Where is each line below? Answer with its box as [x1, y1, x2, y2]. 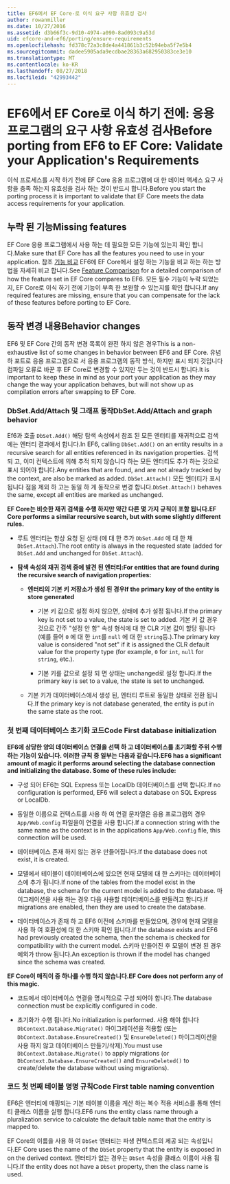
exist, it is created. [16, 855, 69, 863]
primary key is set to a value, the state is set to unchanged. [37, 677, 205, 685]
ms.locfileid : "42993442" [7, 73, 81, 81]
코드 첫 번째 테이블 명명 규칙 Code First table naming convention [7, 1082, 215, 1091]
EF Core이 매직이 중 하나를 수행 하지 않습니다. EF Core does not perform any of [7, 972, 224, 980]
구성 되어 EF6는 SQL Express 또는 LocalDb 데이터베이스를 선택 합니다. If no [16, 780, 221, 789]
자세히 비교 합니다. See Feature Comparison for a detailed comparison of [19, 266, 222, 275]
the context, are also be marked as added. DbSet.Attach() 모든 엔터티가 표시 [7, 474, 221, 483]
